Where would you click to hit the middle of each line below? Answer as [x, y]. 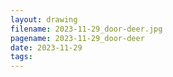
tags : [21, 57]
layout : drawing [44, 19]
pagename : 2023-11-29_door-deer [77, 38]
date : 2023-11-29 [46, 47]
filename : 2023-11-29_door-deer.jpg [86, 29]
